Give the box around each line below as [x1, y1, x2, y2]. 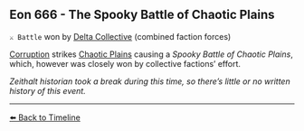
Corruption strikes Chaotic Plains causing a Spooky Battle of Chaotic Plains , [9, 49, 294, 60]
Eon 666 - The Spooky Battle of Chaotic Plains [9, 7, 275, 23]
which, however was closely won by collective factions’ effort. [9, 58, 242, 69]
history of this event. [9, 85, 86, 96]
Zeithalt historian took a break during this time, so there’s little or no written [9, 76, 291, 87]
